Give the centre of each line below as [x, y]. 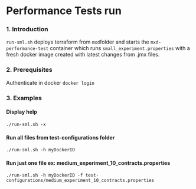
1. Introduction [27, 29]
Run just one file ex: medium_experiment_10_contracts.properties [88, 163]
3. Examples [24, 98]
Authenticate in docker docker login [50, 82]
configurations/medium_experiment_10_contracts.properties [80, 181]
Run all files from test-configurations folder [61, 137]
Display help [22, 112]
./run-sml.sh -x [26, 124]
